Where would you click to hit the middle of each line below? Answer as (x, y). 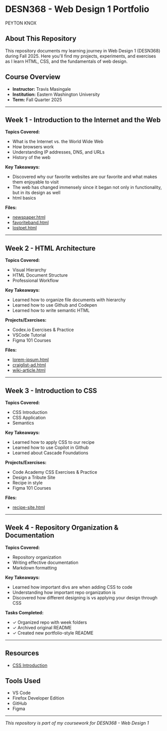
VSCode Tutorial (29, 335)
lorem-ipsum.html (30, 360)
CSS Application (29, 418)
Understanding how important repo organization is (64, 592)
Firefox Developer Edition (38, 698)
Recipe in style (28, 483)
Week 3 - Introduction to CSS (51, 391)
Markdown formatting (35, 567)
